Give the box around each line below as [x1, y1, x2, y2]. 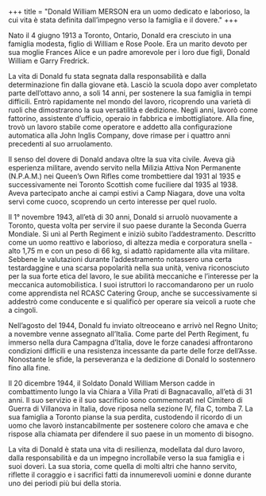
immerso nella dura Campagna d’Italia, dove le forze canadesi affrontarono [8, 338, 253, 347]
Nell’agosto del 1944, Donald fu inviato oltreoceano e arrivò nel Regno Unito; [8, 321, 258, 330]
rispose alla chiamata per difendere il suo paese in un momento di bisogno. [8, 429, 254, 439]
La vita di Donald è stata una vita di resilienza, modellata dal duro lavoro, [8, 445, 245, 454]
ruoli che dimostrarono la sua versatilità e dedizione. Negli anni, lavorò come [8, 105, 258, 115]
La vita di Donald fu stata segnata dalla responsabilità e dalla [8, 72, 206, 80]
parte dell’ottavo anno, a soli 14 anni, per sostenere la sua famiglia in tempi [8, 88, 252, 98]
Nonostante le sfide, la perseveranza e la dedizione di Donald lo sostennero [8, 354, 256, 364]
